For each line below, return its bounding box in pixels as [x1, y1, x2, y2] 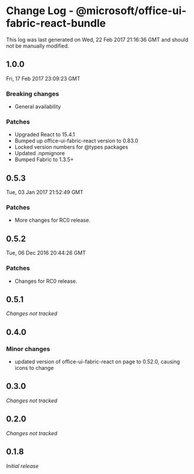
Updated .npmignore [14, 150, 65, 157]
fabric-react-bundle [6, 16, 106, 30]
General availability [14, 103, 61, 110]
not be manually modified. [6, 42, 69, 49]
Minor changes [6, 345, 51, 353]
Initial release [6, 462, 39, 469]
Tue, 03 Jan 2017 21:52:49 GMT [6, 189, 83, 196]
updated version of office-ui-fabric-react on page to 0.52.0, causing [14, 358, 180, 365]
